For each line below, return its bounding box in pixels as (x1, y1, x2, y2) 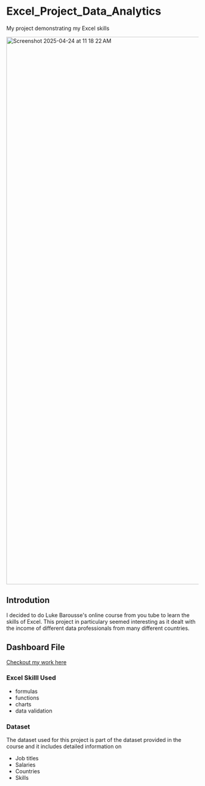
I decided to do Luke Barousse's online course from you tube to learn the (6, 611, 190, 619)
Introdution (6, 595, 50, 605)
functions (15, 694, 40, 702)
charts (15, 700, 32, 708)
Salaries (15, 761, 36, 769)
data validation (15, 707, 53, 714)
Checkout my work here (6, 658, 67, 665)
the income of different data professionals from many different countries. (6, 624, 190, 632)
